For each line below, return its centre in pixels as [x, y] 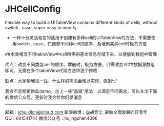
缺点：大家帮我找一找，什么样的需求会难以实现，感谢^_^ [61, 81]
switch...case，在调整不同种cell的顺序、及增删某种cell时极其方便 [82, 44]
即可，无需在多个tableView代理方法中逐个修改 [51, 70]
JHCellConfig [33, 9]
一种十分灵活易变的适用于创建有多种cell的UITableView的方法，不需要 [82, 37]
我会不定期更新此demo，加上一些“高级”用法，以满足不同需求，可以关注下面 [81, 91]
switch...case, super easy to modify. [41, 27]
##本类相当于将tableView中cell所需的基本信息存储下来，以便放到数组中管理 [81, 54]
